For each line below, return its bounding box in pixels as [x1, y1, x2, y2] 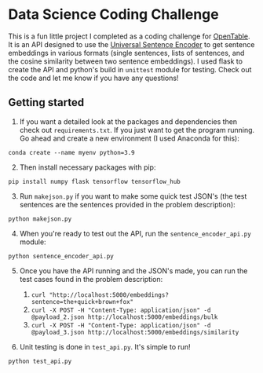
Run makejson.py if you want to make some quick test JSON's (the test [19, 191, 247, 201]
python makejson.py [8, 214, 72, 223]
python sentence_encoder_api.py [8, 252, 114, 260]
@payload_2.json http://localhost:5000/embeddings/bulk [31, 313, 218, 321]
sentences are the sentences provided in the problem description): [19, 199, 236, 209]
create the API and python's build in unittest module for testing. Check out [8, 64, 252, 74]
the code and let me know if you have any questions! [8, 73, 179, 82]
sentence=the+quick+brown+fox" [31, 298, 134, 305]
